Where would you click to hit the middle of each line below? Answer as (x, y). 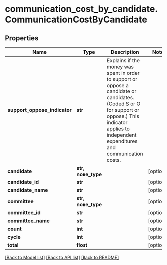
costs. (114, 160)
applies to (118, 129)
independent (122, 135)
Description (125, 52)
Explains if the (123, 60)
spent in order (123, 73)
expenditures (122, 141)
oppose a (118, 85)
